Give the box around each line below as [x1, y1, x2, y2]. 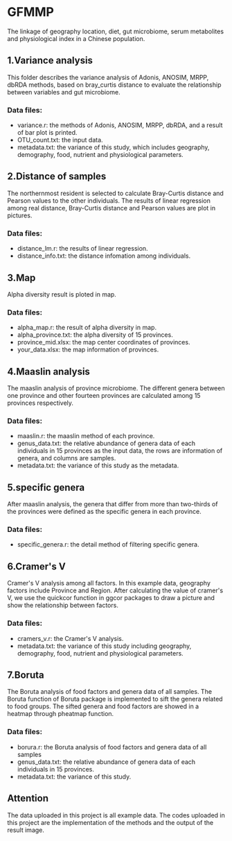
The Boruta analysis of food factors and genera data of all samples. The [7, 688, 213, 696]
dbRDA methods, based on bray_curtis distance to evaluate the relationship [7, 81, 222, 89]
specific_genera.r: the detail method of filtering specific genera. [17, 540, 199, 549]
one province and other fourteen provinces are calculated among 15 [7, 392, 201, 400]
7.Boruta [7, 669, 44, 681]
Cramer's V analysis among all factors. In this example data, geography [7, 579, 211, 588]
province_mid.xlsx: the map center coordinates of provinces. [17, 338, 190, 347]
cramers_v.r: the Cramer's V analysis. [17, 634, 124, 642]
